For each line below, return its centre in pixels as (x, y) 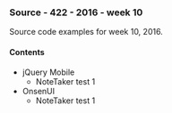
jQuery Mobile (48, 72)
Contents (27, 52)
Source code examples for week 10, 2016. (86, 32)
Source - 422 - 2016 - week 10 (76, 12)
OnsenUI (39, 91)
